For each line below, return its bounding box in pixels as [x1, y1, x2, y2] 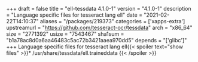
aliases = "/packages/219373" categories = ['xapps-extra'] [39, 18, 185, 24]
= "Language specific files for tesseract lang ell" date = [6, 11, 142, 18]
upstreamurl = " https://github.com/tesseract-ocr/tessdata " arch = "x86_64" [6, 24, 193, 31]
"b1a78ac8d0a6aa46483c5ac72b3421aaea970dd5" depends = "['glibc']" [6, 37, 187, 44]
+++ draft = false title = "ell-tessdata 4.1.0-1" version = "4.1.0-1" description [6, 5, 191, 12]
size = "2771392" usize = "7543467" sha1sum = [6, 30, 124, 38]
